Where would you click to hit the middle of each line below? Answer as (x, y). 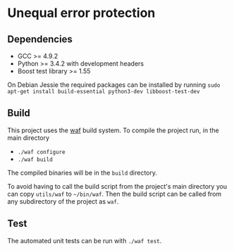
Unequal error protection (81, 13)
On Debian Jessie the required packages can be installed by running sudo (114, 85)
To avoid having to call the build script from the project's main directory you (117, 186)
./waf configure (41, 152)
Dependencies (40, 39)
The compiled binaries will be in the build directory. (82, 173)
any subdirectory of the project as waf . (63, 201)
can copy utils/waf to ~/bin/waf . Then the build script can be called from (115, 194)
